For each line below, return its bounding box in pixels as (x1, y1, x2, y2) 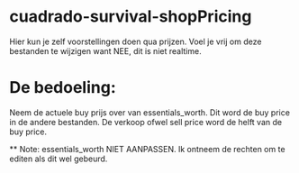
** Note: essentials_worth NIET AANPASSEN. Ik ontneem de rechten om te (9, 143, 285, 154)
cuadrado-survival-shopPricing (9, 6, 252, 27)
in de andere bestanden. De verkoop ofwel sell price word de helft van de (9, 116, 282, 127)
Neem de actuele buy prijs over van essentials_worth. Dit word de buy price (9, 106, 291, 118)
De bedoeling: (9, 77, 117, 98)
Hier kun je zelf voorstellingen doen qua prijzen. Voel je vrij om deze (9, 36, 262, 47)
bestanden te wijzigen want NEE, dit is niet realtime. (9, 45, 202, 56)
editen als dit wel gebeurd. (9, 153, 108, 164)
